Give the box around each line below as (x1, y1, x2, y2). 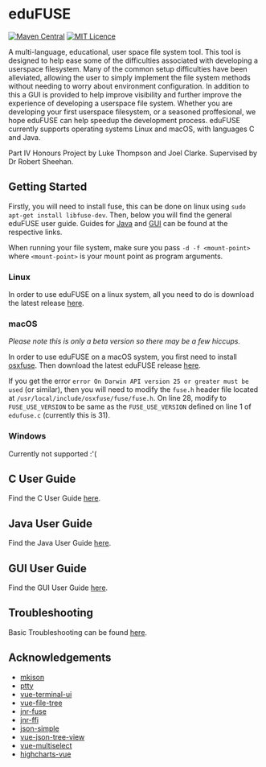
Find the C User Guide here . (8, 493, 101, 503)
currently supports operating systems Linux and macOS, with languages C (8, 124, 255, 134)
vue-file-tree (19, 698, 63, 707)
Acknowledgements (8, 651, 112, 665)
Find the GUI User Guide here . (8, 583, 108, 592)
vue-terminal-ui (19, 689, 72, 699)
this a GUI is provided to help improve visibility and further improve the (8, 89, 243, 99)
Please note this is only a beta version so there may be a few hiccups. (8, 336, 241, 346)
